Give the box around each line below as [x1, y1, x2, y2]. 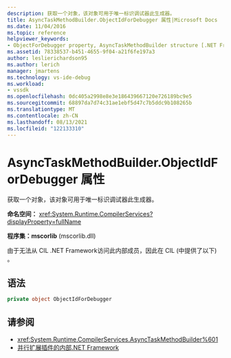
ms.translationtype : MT [7, 106, 76, 113]
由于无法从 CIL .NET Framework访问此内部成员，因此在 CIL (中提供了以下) [7, 247, 217, 255]
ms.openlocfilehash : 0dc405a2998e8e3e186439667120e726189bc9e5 [7, 93, 192, 100]
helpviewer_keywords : [7, 36, 69, 43]
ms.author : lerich [7, 61, 60, 68]
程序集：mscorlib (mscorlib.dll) [7, 232, 96, 240]
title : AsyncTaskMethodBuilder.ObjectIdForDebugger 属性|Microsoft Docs [7, 16, 218, 23]
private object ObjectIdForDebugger [7, 296, 112, 303]
